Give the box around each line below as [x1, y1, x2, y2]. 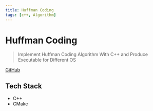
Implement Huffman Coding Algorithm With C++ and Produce [17, 51, 148, 58]
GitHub [5, 67, 21, 73]
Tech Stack [5, 82, 42, 90]
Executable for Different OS [17, 57, 76, 63]
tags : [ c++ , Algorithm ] [5, 12, 56, 17]
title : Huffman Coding [5, 7, 54, 13]
